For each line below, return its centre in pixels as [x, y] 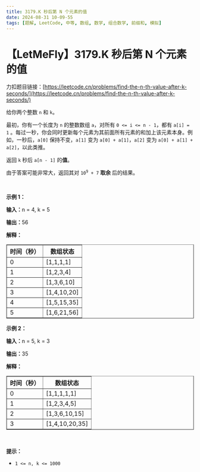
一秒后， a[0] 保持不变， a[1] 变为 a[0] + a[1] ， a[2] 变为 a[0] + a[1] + [105, 140]
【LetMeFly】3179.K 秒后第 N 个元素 [97, 54]
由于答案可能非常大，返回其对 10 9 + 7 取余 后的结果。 [72, 173]
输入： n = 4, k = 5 [28, 210]
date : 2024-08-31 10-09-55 [40, 17]
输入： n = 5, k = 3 [28, 341]
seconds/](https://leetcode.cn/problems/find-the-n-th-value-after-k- [91, 94]
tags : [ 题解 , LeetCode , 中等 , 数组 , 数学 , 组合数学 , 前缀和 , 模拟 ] [84, 23]
